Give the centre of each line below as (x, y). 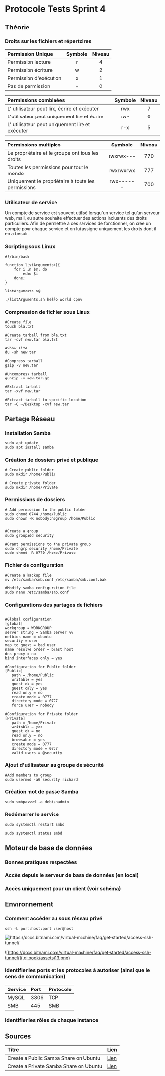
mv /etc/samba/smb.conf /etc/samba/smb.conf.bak (56, 580)
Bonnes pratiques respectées (41, 862)
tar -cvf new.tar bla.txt (31, 339)
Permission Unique (30, 54)
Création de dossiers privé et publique (52, 460)
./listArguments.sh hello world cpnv (44, 300)
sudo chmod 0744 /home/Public (36, 514)
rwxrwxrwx (122, 170)
